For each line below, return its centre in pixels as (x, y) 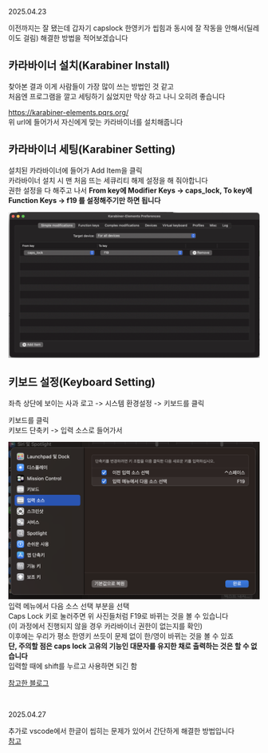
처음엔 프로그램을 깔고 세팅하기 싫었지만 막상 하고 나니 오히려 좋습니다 (117, 96)
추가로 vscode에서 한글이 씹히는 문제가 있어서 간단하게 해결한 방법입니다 (122, 731)
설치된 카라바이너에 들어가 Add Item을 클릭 (75, 170)
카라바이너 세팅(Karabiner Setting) (92, 150)
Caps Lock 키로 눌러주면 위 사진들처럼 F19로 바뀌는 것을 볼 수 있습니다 (118, 616)
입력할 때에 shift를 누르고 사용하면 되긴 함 (73, 666)
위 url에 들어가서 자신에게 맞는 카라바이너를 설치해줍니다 (96, 122)
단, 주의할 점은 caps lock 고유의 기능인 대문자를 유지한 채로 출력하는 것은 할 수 (129, 646)
